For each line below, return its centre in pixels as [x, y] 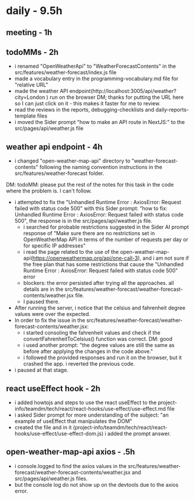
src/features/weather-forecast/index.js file [65, 73]
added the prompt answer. [139, 433]
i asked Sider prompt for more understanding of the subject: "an [92, 415]
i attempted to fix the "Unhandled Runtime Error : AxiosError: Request [98, 202]
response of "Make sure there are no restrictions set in [89, 233]
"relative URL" [31, 85]
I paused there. [41, 302]
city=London [30, 97]
